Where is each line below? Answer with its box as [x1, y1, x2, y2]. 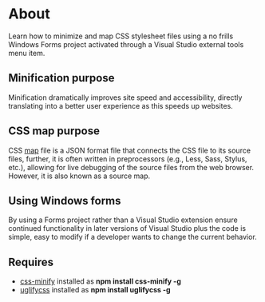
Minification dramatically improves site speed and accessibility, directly [8, 93, 243, 102]
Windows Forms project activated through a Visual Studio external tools [8, 39, 244, 49]
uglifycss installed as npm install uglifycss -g [19, 285, 171, 295]
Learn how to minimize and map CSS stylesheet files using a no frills [8, 31, 234, 41]
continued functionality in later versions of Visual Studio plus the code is [8, 224, 246, 233]
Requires [8, 255, 54, 268]
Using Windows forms [8, 193, 121, 208]
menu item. [8, 48, 45, 58]
